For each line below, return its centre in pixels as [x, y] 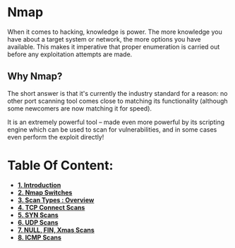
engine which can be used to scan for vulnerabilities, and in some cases [112, 129]
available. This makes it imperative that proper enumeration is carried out [114, 46]
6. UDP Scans [38, 222]
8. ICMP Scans [40, 237]
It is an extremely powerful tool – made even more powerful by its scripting [116, 122]
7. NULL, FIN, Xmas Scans [56, 230]
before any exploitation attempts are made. [70, 54]
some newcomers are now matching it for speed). [80, 108]
